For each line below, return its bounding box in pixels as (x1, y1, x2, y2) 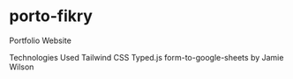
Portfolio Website (9, 35, 72, 46)
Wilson (9, 61, 34, 72)
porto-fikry (9, 6, 93, 26)
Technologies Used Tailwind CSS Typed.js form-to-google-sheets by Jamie (9, 52, 284, 62)
